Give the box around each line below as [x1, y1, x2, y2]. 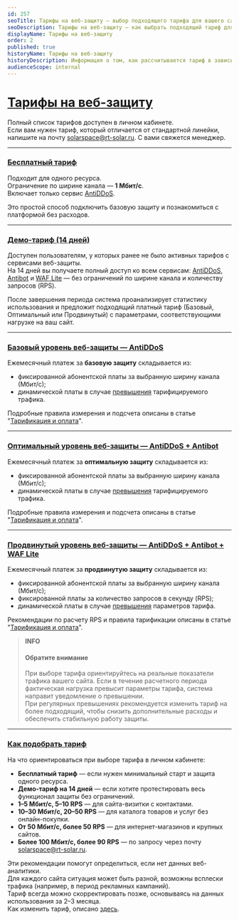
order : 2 [7, 37, 33, 44]
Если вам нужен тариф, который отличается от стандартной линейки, [7, 126, 220, 134]
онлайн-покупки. [17, 814, 70, 823]
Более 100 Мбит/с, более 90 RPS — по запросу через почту [17, 837, 202, 846]
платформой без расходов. [7, 210, 90, 218]
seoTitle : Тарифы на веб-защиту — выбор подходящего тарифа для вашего [7, 17, 224, 24]
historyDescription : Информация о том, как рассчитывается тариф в [7, 57, 212, 64]
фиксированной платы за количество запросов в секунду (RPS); [17, 594, 214, 603]
